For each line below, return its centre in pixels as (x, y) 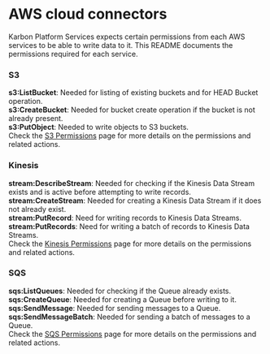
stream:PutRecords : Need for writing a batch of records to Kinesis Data (129, 226)
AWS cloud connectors (88, 14)
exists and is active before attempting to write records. (100, 192)
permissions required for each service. (73, 54)
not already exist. (37, 209)
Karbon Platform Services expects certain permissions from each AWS (127, 37)
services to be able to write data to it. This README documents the (121, 45)
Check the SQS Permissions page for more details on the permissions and (133, 334)
